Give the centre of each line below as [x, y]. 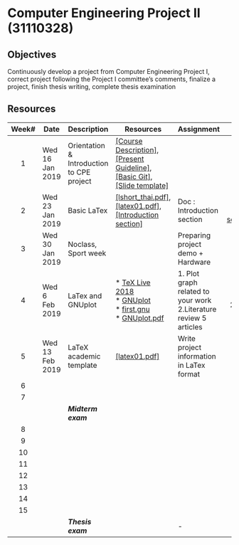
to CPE [79, 172]
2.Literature [197, 309]
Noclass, [83, 244]
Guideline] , [133, 167]
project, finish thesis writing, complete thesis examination [92, 86]
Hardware [194, 262]
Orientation [86, 145]
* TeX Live [133, 282]
